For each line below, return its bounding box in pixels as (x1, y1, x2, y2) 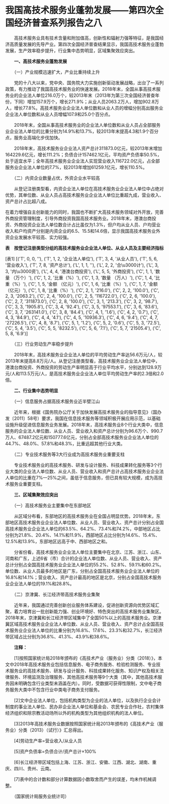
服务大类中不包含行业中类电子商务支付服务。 (9, 686, 102, 692)
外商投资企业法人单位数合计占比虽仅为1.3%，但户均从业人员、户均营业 (14, 222, 161, 228)
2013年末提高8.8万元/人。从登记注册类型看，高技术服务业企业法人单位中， (5, 358, 160, 364)
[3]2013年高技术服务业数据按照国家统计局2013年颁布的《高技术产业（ (14, 720, 159, 727)
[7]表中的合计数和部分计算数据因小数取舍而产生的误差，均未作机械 (14, 776, 152, 782)
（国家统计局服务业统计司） (14, 793, 69, 799)
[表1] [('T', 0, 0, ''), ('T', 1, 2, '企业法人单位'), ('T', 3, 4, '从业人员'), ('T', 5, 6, (5, 255, 158, 261)
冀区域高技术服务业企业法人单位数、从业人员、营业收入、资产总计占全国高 (5, 621, 159, 627)
